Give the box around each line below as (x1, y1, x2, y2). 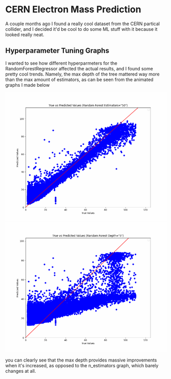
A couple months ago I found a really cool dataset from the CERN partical (5, 21, 160, 27)
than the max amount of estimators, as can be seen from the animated (5, 76, 154, 83)
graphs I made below (5, 82, 50, 88)
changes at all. (5, 368, 36, 374)
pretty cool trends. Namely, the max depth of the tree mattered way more (5, 71, 160, 77)
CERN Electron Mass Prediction (5, 4, 142, 15)
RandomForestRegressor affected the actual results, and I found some (5, 65, 154, 71)
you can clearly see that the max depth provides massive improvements (5, 357, 157, 363)
